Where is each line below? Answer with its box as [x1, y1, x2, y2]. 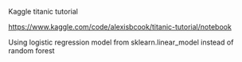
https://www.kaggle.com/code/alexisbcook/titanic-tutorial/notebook [8, 22, 232, 31]
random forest [8, 46, 55, 55]
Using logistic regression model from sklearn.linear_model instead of [8, 37, 234, 47]
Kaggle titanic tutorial [8, 7, 78, 16]
